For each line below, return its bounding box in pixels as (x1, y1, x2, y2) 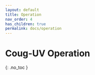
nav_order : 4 (5, 17, 33, 22)
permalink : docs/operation (5, 26, 62, 31)
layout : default (5, 7, 39, 13)
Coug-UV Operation (5, 48, 90, 59)
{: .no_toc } (5, 64, 28, 70)
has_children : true (5, 21, 46, 27)
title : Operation (5, 12, 42, 17)
